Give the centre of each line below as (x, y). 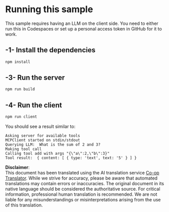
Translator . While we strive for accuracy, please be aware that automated (81, 178)
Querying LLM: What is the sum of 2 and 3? (53, 145)
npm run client (21, 117)
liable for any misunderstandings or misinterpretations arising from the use (83, 200)
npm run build (20, 89)
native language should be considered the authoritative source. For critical (83, 189)
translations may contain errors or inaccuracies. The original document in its (85, 183)
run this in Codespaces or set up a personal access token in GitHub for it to (83, 28)
